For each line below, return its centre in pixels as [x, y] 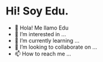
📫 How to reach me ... [43, 54]
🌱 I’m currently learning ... [47, 40]
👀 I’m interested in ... [40, 34]
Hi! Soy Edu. [37, 11]
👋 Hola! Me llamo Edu [41, 28]
